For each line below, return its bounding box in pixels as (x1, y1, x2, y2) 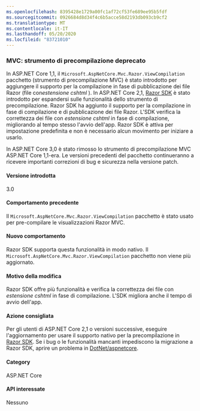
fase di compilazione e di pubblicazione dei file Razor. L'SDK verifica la (6, 109, 181, 116)
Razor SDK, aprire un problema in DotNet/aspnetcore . (6, 344, 139, 352)
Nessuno (6, 398, 29, 406)
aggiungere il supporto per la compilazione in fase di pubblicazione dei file (6, 83, 190, 90)
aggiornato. (6, 259, 35, 266)
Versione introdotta (6, 172, 56, 179)
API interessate (6, 385, 46, 393)
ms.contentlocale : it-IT (6, 25, 68, 32)
